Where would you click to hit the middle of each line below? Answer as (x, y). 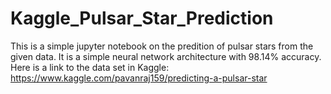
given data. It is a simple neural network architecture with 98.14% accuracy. (166, 56)
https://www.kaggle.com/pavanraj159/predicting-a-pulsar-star (139, 78)
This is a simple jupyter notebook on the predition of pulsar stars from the (162, 46)
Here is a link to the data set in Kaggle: (90, 67)
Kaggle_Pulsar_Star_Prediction (142, 18)
